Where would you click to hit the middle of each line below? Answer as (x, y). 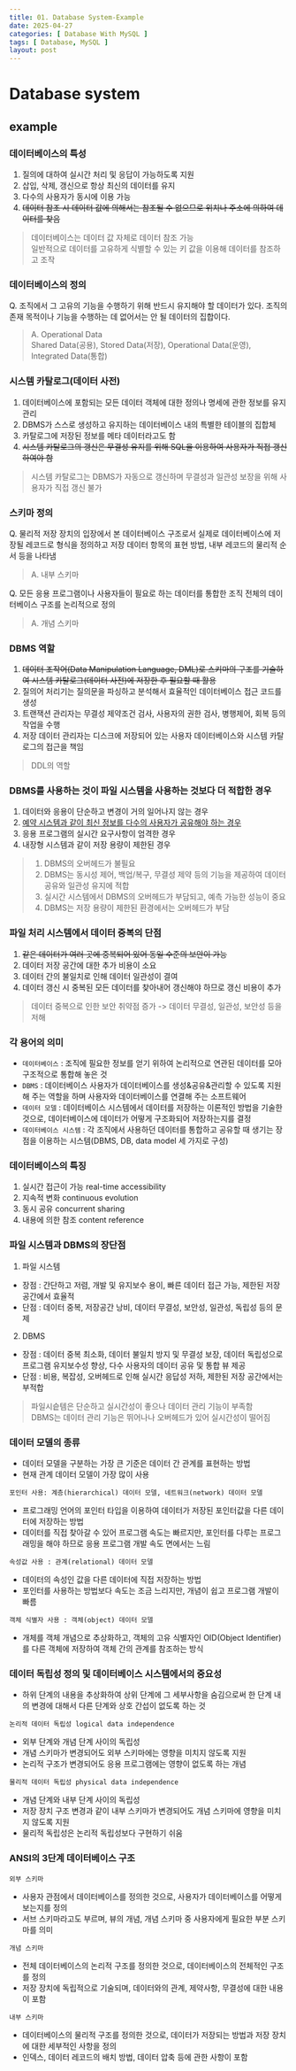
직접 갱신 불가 (78, 487)
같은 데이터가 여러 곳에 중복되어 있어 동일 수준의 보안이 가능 (125, 954)
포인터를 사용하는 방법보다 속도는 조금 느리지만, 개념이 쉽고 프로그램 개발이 (151, 1590)
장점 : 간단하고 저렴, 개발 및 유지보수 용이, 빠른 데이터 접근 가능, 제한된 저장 (151, 1285)
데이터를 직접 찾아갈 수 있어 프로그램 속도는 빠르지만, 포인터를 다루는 (140, 1532)
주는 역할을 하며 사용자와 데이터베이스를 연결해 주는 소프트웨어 (139, 1097)
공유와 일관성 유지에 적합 (87, 885)
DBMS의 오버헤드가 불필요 (90, 863)
